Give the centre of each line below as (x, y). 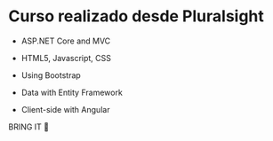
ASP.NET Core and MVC (66, 41)
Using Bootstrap (51, 75)
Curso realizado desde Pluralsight (136, 16)
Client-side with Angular (65, 109)
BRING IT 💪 (29, 127)
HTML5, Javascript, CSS (66, 58)
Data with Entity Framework (72, 92)
